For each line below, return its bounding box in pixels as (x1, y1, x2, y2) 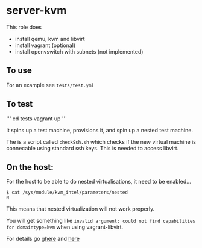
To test (6, 99, 33, 109)
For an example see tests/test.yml (6, 81, 95, 88)
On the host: (6, 162, 54, 172)
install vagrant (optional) (14, 42, 76, 49)
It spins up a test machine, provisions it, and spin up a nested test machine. (6, 126, 193, 134)
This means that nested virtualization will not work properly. (6, 205, 155, 212)
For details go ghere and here (6, 235, 80, 243)
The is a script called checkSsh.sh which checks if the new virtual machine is (6, 138, 196, 145)
